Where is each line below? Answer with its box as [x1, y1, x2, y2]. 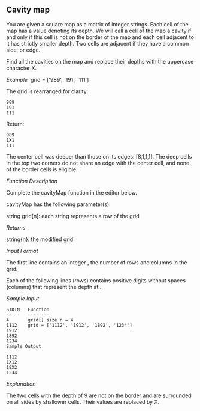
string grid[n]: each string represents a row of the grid [6, 212, 140, 219]
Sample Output [6, 343, 42, 349]
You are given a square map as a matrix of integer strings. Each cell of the [6, 20, 189, 28]
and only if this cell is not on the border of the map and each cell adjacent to [6, 33, 195, 41]
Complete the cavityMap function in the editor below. [6, 189, 138, 196]
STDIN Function [6, 306, 50, 312]
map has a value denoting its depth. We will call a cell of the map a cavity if [6, 27, 192, 34]
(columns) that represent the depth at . [6, 283, 102, 290]
